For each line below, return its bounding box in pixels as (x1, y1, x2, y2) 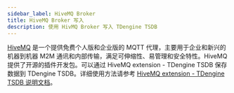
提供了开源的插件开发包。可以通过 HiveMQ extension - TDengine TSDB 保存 (7, 61, 228, 69)
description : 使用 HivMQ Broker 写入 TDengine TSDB (7, 23, 158, 30)
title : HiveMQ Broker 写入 (7, 17, 84, 24)
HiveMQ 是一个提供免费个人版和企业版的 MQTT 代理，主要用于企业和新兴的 (7, 43, 226, 52)
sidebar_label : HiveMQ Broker (7, 10, 96, 17)
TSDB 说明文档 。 (7, 78, 57, 87)
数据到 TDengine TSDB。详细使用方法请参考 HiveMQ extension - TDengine (7, 69, 225, 78)
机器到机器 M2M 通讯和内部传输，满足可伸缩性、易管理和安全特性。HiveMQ (7, 52, 228, 60)
